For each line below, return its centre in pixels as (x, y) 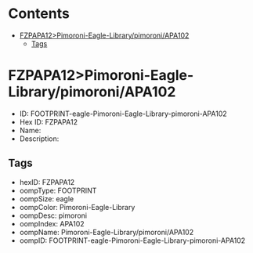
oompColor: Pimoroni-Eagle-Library (77, 207)
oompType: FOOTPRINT (58, 190)
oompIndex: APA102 (52, 223)
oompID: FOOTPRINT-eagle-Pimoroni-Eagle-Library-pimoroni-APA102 (132, 240)
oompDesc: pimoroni (53, 215)
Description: (39, 139)
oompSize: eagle (47, 199)
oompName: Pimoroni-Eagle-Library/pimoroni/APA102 (107, 232)
